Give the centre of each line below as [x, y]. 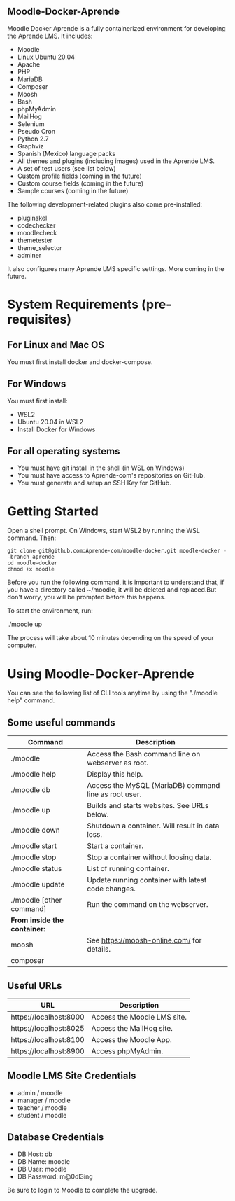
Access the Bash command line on [144, 754]
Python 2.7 [33, 139]
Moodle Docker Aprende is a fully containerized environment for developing [116, 28]
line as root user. [114, 794]
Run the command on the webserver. [148, 905]
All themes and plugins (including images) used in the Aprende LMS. [116, 161]
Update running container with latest [147, 880]
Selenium [31, 124]
